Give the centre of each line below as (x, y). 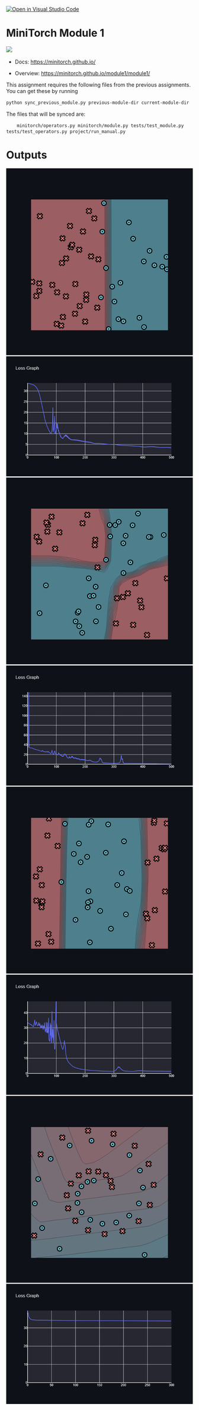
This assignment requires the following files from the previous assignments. (99, 85)
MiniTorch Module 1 (55, 33)
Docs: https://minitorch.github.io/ (55, 62)
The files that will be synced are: (46, 114)
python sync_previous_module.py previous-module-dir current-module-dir (98, 103)
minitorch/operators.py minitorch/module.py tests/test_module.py (100, 125)
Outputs (27, 155)
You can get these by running (42, 91)
